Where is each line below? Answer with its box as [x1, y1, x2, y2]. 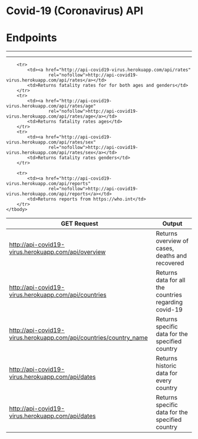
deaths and [156, 252, 187, 260]
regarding [156, 298, 183, 307]
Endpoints [6, 31, 57, 45]
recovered [156, 259, 184, 267]
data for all [156, 276, 186, 284]
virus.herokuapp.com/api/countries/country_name [9, 334, 148, 342]
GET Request [61, 220, 98, 228]
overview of [156, 237, 189, 245]
